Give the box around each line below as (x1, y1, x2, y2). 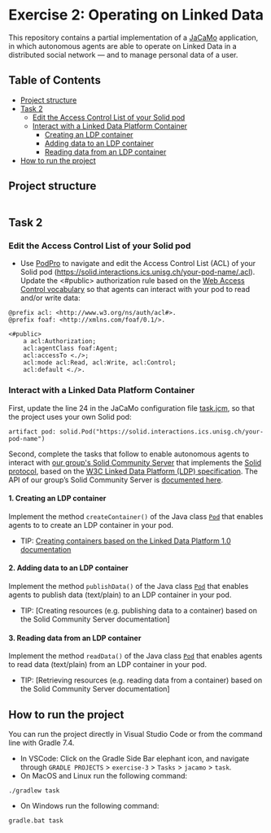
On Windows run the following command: (20, 800, 160, 810)
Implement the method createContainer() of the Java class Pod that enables (8, 511, 264, 521)
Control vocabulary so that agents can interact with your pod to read (20, 285, 251, 294)
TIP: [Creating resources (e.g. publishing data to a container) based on (20, 605, 258, 615)
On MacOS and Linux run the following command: (20, 770, 188, 780)
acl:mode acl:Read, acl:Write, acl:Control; (23, 359, 177, 367)
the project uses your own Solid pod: (8, 412, 132, 421)
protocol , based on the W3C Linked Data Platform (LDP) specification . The (8, 466, 259, 476)
